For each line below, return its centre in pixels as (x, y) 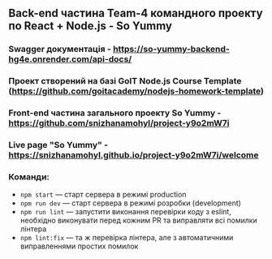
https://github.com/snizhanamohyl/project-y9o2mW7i (119, 123)
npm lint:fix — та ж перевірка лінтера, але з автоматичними (127, 238)
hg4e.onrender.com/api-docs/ (70, 59)
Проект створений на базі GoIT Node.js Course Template (125, 81)
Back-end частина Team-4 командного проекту (136, 13)
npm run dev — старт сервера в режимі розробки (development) (131, 203)
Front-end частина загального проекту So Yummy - (115, 113)
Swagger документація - (60, 50)
